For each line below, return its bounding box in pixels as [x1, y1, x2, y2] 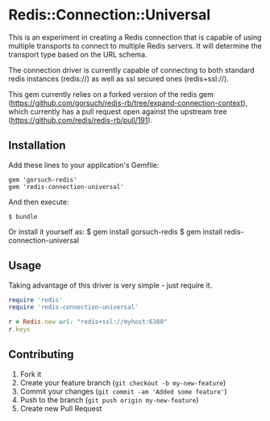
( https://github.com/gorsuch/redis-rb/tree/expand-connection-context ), [8, 98, 248, 107]
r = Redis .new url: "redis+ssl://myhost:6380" [8, 318, 168, 326]
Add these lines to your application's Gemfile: [8, 160, 160, 170]
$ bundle [8, 213, 38, 221]
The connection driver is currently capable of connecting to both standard [8, 65, 255, 74]
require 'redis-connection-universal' [8, 303, 139, 312]
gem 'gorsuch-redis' [8, 175, 78, 183]
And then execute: [8, 196, 69, 207]
